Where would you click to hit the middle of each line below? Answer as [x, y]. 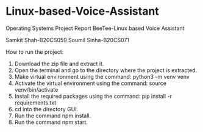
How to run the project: [35, 52]
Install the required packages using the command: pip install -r [93, 96]
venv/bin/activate [36, 89]
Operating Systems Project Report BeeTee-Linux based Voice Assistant [95, 28]
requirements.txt [35, 103]
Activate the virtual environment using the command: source [91, 83]
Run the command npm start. [51, 122]
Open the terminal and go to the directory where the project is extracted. [106, 70]
